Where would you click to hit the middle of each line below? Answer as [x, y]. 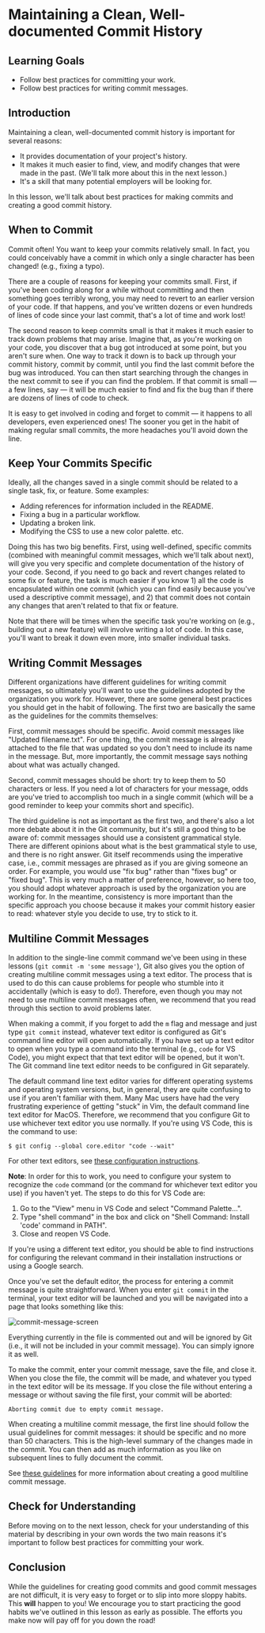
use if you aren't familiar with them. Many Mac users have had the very [124, 1098]
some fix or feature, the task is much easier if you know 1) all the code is [126, 581]
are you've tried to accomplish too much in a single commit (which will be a [131, 797]
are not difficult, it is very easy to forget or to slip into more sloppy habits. [128, 1595]
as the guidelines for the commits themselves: [83, 716]
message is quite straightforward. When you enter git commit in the [119, 1290]
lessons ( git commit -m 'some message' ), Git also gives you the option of [127, 966]
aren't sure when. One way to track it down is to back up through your [122, 355]
